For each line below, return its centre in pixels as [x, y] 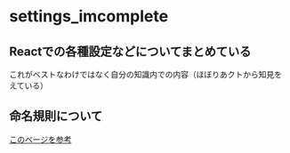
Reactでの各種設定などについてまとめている [130, 51]
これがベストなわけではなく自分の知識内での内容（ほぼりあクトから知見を [146, 74]
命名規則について [56, 116]
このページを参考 [40, 139]
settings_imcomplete [89, 16]
